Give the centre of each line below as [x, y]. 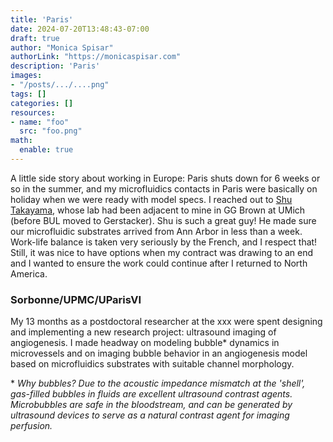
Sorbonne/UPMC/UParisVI [76, 299]
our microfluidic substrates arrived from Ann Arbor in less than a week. [156, 231]
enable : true [46, 150]
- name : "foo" [40, 122]
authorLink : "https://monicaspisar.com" [96, 57]
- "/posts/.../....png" [60, 85]
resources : [33, 112]
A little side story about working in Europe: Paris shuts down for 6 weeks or [165, 178]
